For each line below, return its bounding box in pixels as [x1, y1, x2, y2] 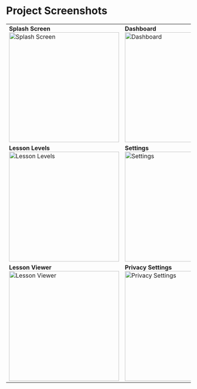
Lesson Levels [9, 144, 50, 152]
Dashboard [125, 25, 157, 33]
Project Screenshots [6, 4, 107, 18]
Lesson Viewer [9, 263, 52, 271]
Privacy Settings [125, 263, 172, 271]
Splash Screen [9, 25, 51, 33]
